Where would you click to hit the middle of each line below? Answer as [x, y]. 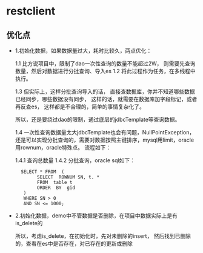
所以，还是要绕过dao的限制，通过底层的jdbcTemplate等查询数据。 [98, 120]
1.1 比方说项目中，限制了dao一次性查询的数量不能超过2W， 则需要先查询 [105, 64]
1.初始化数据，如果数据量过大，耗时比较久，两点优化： [83, 51]
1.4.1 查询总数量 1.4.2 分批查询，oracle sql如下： [75, 160]
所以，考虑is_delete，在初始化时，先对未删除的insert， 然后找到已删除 [103, 236]
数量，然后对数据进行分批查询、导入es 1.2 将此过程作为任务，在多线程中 [105, 71]
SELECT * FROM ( [43, 172]
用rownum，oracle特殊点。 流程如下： [63, 147]
